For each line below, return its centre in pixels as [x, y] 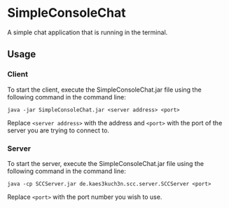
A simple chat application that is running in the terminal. [88, 32]
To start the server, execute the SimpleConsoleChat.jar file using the [106, 163]
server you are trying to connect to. [58, 130]
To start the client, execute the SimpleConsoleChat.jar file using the [104, 90]
